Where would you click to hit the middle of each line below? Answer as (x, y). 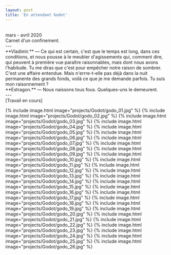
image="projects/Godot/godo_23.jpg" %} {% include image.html (74, 230)
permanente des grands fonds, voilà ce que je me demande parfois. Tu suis (85, 79)
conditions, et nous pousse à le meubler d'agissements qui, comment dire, (84, 56)
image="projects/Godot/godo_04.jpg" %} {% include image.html (74, 127)
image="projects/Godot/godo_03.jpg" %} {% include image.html (73, 121)
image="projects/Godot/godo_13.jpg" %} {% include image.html (73, 175)
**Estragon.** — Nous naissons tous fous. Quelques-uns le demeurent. (82, 89)
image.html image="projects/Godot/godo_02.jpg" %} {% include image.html (86, 115)
